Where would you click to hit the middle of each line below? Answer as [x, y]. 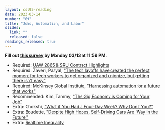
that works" [24, 91]
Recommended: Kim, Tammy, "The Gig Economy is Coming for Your [81, 96]
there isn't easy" [29, 80]
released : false [26, 37]
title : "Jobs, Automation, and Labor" [45, 23]
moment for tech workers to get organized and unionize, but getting [81, 75]
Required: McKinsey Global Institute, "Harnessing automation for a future [86, 86]
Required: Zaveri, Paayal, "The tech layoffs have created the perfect [81, 70]
